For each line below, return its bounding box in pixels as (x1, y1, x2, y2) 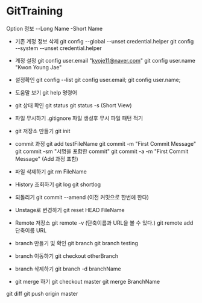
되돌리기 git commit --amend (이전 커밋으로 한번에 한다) (14, 193, 150, 201)
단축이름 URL (14, 226, 47, 234)
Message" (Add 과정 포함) (14, 155, 78, 162)
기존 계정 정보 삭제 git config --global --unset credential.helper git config (14, 37, 194, 45)
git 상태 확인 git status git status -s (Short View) (14, 101, 132, 109)
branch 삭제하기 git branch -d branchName (14, 265, 122, 272)
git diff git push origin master (6, 290, 78, 297)
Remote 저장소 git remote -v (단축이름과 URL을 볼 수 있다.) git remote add (14, 219, 194, 226)
